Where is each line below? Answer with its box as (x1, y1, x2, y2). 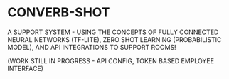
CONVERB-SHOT (7, 4, 110, 21)
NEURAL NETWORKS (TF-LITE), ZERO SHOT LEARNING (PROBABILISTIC (7, 35, 222, 43)
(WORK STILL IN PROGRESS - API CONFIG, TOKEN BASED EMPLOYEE (7, 56, 215, 65)
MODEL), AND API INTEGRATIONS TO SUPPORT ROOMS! (7, 43, 176, 51)
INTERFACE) (7, 64, 44, 73)
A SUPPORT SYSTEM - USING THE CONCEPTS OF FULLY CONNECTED (7, 28, 219, 36)
